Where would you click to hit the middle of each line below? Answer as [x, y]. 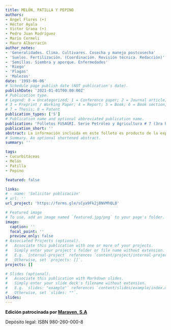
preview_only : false [32, 236]
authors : [15, 15]
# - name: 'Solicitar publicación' [43, 194]
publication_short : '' [29, 128]
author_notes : [20, 48]
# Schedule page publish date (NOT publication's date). [67, 86]
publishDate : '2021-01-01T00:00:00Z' [45, 90]
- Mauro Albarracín [26, 43]
